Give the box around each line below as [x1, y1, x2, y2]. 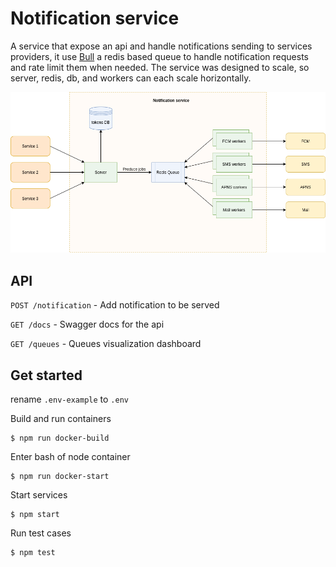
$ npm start [10, 510, 60, 520]
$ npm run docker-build [10, 433, 110, 444]
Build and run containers [10, 413, 112, 425]
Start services [10, 489, 68, 501]
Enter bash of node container [10, 451, 131, 463]
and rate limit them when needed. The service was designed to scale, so [10, 61, 310, 73]
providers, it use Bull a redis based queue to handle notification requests [10, 50, 309, 62]
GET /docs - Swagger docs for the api [10, 318, 165, 331]
